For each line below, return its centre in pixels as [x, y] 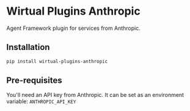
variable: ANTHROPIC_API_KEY [41, 101]
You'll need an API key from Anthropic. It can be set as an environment [95, 95]
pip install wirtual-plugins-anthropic [57, 61]
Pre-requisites [34, 81]
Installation [28, 47]
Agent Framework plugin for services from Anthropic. [73, 28]
